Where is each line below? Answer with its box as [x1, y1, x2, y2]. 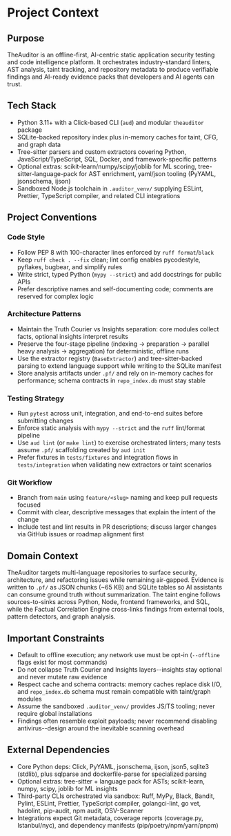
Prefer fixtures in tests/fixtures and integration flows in [17, 454, 179, 462]
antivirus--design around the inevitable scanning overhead [17, 724, 185, 732]
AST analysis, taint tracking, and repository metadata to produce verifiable [7, 66, 219, 73]
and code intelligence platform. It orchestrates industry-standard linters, [7, 58, 212, 66]
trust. [7, 80, 23, 88]
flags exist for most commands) [17, 658, 108, 667]
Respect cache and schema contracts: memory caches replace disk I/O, [17, 680, 222, 688]
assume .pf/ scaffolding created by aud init [17, 446, 146, 454]
